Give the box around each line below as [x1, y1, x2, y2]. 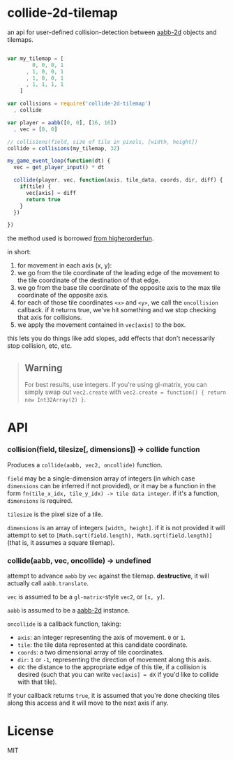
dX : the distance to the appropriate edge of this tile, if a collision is [17, 662, 207, 671]
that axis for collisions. [17, 313, 82, 322]
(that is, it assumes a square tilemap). [7, 538, 115, 546]
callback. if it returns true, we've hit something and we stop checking [17, 306, 216, 314]
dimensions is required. [7, 496, 73, 504]
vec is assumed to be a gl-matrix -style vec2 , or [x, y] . [7, 592, 165, 601]
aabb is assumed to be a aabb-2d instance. [7, 606, 130, 614]
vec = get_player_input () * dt [13, 164, 105, 171]
